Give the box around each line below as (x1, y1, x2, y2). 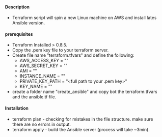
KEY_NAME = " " (19, 84, 53, 90)
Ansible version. (12, 20, 45, 26)
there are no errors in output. (12, 121, 71, 127)
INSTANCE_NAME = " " (19, 73, 65, 79)
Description (5, 4, 30, 10)
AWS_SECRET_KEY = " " (19, 63, 68, 68)
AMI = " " (19, 68, 37, 74)
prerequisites (5, 31, 33, 37)
